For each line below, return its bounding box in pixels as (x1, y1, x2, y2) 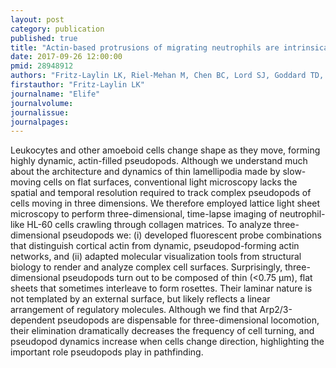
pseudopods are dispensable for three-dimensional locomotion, (57, 314, 320, 326)
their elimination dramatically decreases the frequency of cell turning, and (10, 325, 315, 337)
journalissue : (10, 107, 70, 118)
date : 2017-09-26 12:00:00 (10, 52, 123, 62)
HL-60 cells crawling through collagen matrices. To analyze (26, 219, 272, 231)
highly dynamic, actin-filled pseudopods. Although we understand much (10, 155, 308, 167)
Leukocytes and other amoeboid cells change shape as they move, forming (10, 144, 321, 156)
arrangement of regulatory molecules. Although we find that (10, 304, 258, 316)
